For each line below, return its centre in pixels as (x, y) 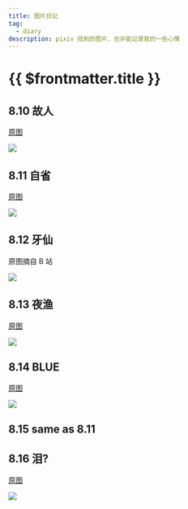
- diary (29, 31)
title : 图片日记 (33, 16)
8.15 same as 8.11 (52, 429)
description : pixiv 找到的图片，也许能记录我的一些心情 (94, 39)
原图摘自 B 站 (31, 261)
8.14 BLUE (34, 367)
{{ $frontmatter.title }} (85, 79)
